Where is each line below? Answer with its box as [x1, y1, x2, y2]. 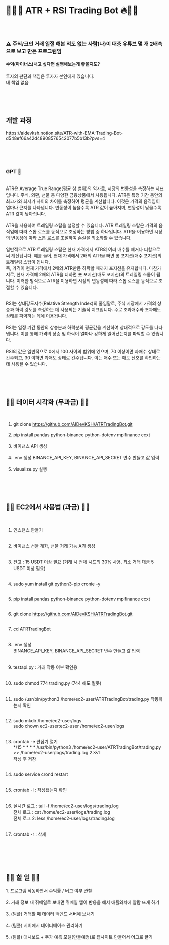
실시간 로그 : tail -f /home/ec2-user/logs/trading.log [13, 803, 119, 809]
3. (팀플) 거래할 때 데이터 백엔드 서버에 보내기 [6, 911, 95, 917]
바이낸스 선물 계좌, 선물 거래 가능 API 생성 [13, 543, 95, 549]
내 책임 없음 [6, 80, 29, 86]
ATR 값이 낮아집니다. [6, 211, 47, 217]
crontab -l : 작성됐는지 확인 [13, 787, 67, 793]
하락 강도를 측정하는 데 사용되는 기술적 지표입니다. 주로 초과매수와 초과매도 [15, 307, 161, 313]
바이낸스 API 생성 [13, 443, 47, 449]
